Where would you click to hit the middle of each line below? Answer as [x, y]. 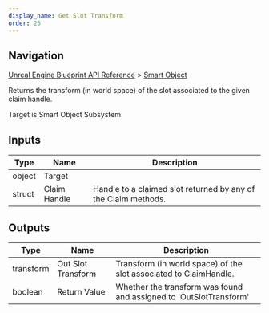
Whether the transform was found [179, 287]
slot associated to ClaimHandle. [175, 274]
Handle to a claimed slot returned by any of [174, 189]
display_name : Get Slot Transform [66, 16]
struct [23, 194]
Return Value [81, 291]
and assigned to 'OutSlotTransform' [183, 296]
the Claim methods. [130, 199]
